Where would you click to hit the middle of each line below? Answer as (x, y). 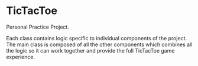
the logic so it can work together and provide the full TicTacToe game (90, 50)
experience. (21, 57)
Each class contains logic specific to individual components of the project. (97, 38)
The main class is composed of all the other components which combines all (99, 44)
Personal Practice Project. (38, 27)
